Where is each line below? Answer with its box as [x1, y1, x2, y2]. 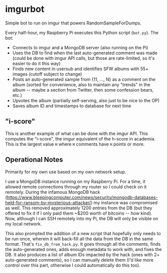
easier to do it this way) [12, 60, 61, 66]
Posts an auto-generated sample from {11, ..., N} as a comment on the [12, 76, 156, 82]
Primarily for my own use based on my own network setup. [5, 168, 126, 175]
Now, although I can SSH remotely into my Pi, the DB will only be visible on [5, 215, 159, 221]
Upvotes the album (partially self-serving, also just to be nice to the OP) [12, 97, 160, 103]
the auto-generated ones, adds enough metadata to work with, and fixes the [5, 246, 162, 252]
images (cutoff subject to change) [12, 71, 82, 77]
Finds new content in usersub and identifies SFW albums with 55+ [12, 66, 149, 72]
